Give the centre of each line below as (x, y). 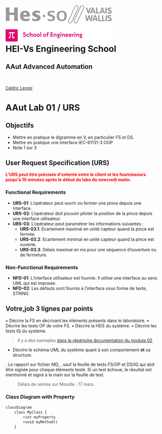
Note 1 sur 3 (24, 148)
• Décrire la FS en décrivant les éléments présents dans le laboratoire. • (77, 321)
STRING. (21, 293)
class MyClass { (31, 413)
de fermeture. (33, 255)
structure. (22, 355)
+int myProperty (39, 417)
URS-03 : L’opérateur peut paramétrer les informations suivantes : (78, 224)
